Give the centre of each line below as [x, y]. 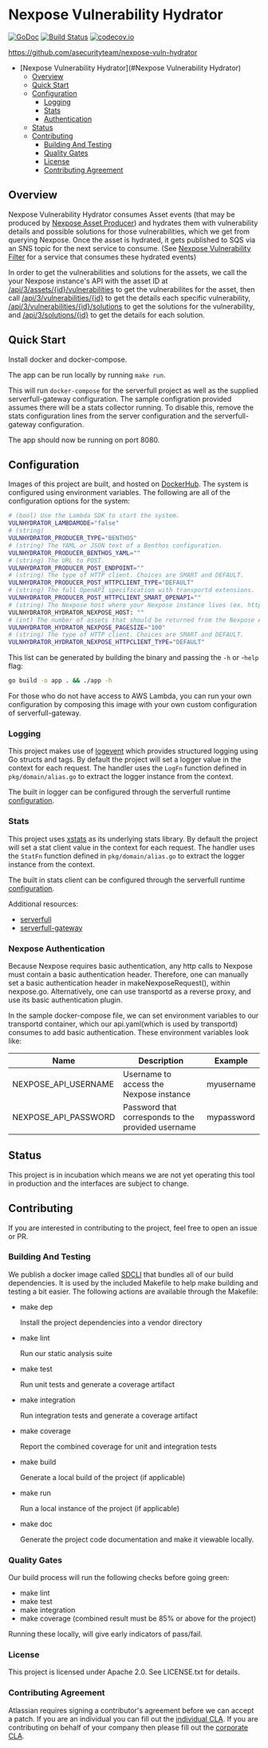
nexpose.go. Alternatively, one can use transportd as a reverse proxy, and [130, 991]
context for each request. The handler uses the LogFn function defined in [128, 768]
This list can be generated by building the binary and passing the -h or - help [134, 658]
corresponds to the [159, 1117]
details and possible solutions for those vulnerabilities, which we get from [129, 231]
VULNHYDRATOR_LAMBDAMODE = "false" [64, 523]
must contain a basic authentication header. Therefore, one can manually [128, 974]
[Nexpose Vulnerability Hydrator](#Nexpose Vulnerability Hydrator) [130, 68]
